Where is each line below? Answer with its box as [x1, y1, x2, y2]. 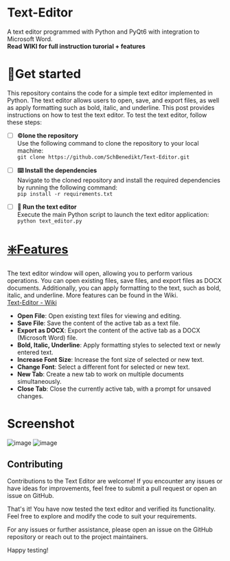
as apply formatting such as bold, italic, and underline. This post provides [7, 103, 215, 111]
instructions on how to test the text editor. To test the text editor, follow [7, 111, 207, 119]
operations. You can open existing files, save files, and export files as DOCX [7, 276, 222, 284]
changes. [16, 391, 44, 400]
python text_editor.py [16, 218, 82, 225]
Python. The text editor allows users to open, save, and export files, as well [7, 96, 220, 104]
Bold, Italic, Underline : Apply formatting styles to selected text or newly [16, 341, 221, 349]
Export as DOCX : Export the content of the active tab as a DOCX [16, 326, 200, 334]
